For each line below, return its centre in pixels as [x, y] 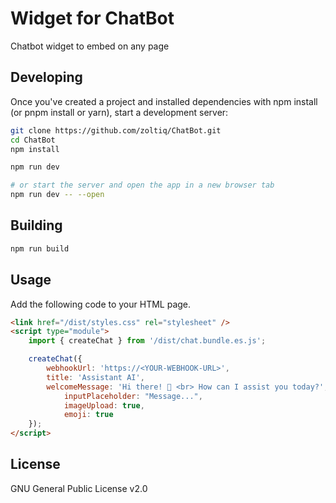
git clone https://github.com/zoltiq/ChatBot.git [116, 130]
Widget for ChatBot [92, 18]
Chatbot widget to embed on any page [90, 46]
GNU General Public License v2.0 [79, 488]
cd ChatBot [33, 140]
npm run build [40, 248]
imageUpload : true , [104, 405]
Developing [46, 77]
